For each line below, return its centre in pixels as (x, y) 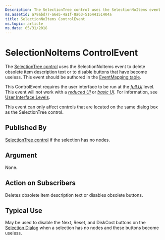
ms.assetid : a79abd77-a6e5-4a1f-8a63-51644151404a (58, 14)
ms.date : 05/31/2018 (27, 28)
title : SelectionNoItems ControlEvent (45, 19)
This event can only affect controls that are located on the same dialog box (82, 107)
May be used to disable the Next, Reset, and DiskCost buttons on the (76, 223)
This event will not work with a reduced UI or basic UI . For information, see (81, 92)
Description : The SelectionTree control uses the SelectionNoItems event (83, 10)
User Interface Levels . (28, 97)
